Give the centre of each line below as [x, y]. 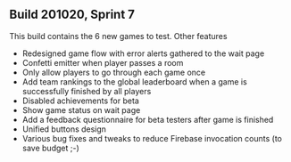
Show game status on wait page [81, 109]
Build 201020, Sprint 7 [72, 15]
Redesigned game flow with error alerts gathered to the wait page [143, 53]
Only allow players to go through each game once [114, 72]
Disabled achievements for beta [81, 101]
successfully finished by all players [87, 91]
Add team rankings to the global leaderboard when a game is [134, 81]
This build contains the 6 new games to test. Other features [118, 36]
